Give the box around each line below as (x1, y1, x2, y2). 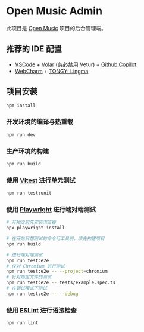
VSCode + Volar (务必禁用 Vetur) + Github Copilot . (14, 61, 138, 68)
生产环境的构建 (6, 147, 49, 155)
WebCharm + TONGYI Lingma (14, 67, 89, 75)
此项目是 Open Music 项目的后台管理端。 (6, 24, 107, 32)
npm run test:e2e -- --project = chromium (6, 269, 108, 275)
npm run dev (6, 131, 36, 138)
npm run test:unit (6, 190, 52, 196)
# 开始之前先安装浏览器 (6, 219, 57, 225)
